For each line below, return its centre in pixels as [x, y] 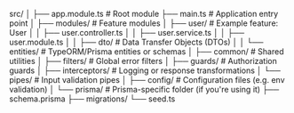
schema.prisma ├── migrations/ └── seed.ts [92, 99]
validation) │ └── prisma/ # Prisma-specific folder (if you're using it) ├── [144, 89]
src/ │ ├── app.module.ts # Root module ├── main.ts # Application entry [144, 14]
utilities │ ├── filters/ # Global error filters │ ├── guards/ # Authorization [143, 61]
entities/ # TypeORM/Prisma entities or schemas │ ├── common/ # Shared [147, 52]
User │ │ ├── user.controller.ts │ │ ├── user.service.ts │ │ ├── [127, 32]
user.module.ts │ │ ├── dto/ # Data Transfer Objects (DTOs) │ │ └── [136, 42]
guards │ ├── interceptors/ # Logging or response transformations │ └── [145, 70]
